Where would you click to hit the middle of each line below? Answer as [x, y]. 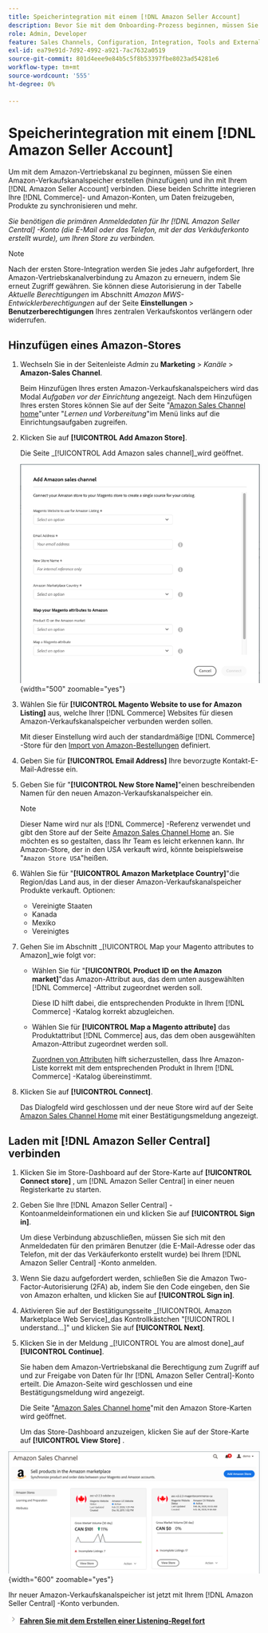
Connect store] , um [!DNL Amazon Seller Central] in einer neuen [127, 1181]
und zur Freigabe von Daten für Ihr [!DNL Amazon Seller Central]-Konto [137, 1375]
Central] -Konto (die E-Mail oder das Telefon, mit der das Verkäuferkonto [129, 230]
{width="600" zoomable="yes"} [61, 1579]
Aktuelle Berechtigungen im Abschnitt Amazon [85, 294]
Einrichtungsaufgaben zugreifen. [73, 422]
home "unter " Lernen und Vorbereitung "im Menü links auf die [120, 414]
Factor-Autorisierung [54, 1287]
